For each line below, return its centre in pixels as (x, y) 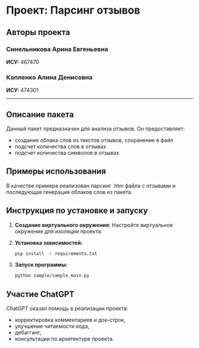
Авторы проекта (38, 32)
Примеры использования (56, 172)
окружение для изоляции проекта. (58, 231)
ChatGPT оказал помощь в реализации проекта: (67, 308)
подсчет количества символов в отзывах (67, 152)
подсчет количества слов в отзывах (60, 146)
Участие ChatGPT (41, 294)
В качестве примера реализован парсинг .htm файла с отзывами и (91, 186)
